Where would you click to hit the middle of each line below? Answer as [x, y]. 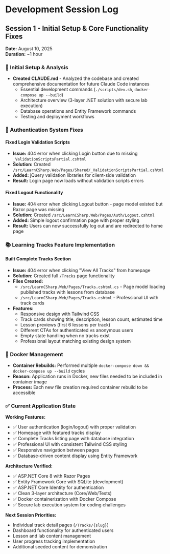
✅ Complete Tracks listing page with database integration [73, 439]
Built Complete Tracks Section [38, 259]
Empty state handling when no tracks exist [65, 335]
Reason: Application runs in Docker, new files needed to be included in [87, 376]
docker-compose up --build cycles [49, 371]
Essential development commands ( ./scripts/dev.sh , [77, 89]
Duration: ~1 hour [24, 54]
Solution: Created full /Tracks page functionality [64, 276]
